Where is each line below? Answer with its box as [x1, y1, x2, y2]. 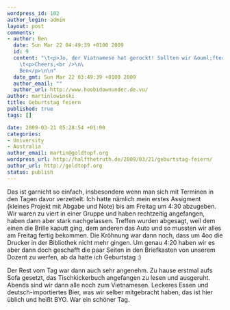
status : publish [7, 168, 53, 175]
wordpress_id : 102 [7, 10, 60, 17]
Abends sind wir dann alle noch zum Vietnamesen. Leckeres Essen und [7, 281, 209, 289]
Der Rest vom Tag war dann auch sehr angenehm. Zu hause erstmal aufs [7, 266, 213, 274]
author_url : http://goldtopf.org [7, 162, 103, 169]
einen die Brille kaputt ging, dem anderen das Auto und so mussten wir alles [7, 224, 222, 232]
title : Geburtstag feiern [7, 99, 81, 106]
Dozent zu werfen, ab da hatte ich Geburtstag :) [7, 253, 142, 261]
